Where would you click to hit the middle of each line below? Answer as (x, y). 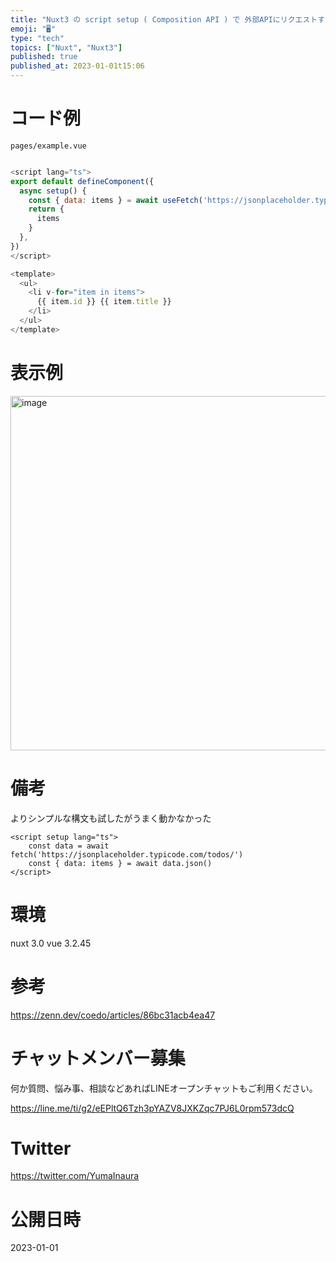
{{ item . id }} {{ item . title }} (104, 302)
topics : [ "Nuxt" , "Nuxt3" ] (66, 47)
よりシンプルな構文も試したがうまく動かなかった (111, 818)
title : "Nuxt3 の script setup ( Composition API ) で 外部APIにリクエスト (164, 19)
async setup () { (53, 191)
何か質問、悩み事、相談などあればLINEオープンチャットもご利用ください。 (164, 1088)
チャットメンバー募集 (98, 1058)
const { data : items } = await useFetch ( (115, 200)
